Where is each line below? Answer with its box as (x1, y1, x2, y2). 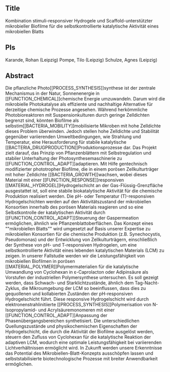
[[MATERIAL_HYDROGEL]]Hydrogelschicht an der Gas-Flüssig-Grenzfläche (5, 182, 163, 189)
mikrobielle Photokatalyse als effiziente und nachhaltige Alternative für (5, 101, 153, 108)
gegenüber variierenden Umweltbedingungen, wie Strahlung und (5, 134, 141, 140)
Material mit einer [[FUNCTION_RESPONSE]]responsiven (5, 177, 124, 183)
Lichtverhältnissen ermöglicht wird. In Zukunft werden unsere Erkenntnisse (5, 345, 162, 351)
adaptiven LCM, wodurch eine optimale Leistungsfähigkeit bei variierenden (5, 339, 162, 346)
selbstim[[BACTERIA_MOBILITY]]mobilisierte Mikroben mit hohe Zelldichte (5, 123, 161, 129)
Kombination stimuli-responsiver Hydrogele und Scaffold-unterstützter (5, 17, 153, 23)
